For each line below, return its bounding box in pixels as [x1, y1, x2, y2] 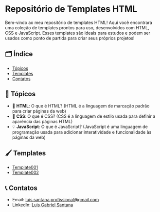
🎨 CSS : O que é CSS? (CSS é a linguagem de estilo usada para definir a [12, 113, 156, 119]
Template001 [12, 165, 38, 170]
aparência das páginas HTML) [12, 118, 73, 124]
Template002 [12, 170, 39, 175]
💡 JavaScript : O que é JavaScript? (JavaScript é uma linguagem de [12, 124, 148, 129]
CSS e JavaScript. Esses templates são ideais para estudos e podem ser [5, 30, 151, 36]
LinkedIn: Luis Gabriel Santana [12, 202, 73, 208]
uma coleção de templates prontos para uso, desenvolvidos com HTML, [5, 24, 150, 30]
